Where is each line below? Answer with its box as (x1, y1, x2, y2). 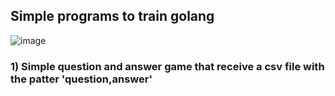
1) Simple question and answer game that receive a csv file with (10, 59, 325, 73)
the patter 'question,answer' (10, 72, 153, 86)
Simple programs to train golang (10, 8, 215, 25)
